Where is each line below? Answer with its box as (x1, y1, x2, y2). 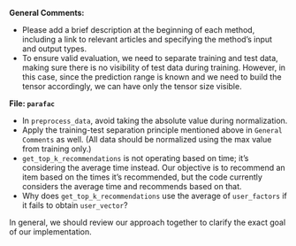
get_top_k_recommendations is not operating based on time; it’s (21, 153, 249, 163)
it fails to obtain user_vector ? (21, 200, 128, 211)
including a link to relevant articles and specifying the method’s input (21, 35, 272, 44)
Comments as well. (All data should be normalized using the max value (21, 135, 272, 144)
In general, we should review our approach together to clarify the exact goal (9, 217, 286, 227)
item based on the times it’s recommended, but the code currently (21, 172, 263, 182)
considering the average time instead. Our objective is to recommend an (21, 163, 285, 173)
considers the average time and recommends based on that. (21, 181, 242, 191)
